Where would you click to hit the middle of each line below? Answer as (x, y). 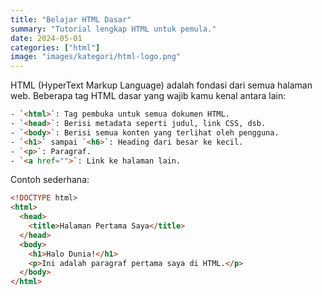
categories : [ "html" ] (55, 47)
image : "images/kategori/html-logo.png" (96, 57)
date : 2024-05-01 (46, 38)
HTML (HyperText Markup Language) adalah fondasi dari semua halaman (161, 85)
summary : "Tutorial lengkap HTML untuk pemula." (113, 29)
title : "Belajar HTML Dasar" (71, 19)
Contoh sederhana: (50, 180)
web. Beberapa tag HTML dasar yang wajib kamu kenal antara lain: (148, 96)
